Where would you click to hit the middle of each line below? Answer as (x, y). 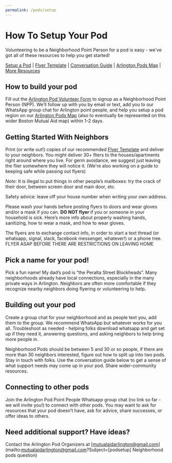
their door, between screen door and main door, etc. (60, 187)
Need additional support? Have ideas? (68, 432)
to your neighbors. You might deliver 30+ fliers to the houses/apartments (83, 155)
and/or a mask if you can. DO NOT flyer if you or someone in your (75, 212)
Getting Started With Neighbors (57, 137)
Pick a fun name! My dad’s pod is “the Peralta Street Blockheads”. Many (81, 272)
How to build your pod (41, 87)
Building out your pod (41, 305)
